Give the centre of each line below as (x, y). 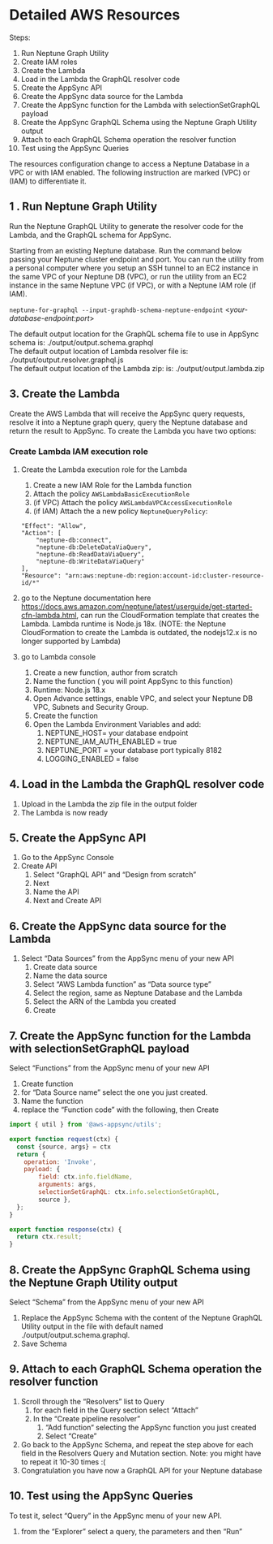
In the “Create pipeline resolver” (87, 1418)
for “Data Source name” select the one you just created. (114, 1092)
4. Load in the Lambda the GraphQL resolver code (137, 784)
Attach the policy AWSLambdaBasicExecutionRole (111, 494)
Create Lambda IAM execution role (79, 452)
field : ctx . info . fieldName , (85, 1177)
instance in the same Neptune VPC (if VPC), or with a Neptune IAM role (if (133, 285)
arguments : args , (67, 1185)
